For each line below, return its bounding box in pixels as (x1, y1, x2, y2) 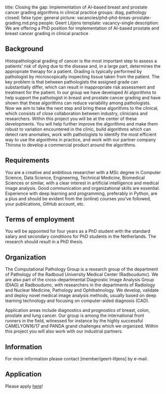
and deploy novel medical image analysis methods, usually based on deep (5, 293, 157, 299)
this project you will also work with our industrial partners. (5, 328, 123, 334)
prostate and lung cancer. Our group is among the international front (5, 312, 144, 318)
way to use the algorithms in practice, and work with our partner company (5, 136, 156, 142)
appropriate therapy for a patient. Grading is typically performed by (5, 68, 142, 74)
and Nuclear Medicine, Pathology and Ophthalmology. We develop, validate (5, 287, 159, 293)
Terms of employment (5, 215, 75, 224)
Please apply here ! (5, 383, 43, 389)
